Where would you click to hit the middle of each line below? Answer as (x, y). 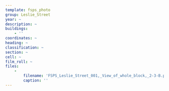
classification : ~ (24, 48)
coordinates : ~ (21, 38)
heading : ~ (17, 43)
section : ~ (17, 52)
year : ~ (13, 19)
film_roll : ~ (19, 62)
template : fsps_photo (28, 10)
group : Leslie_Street (28, 15)
